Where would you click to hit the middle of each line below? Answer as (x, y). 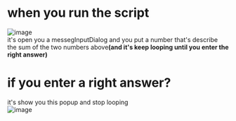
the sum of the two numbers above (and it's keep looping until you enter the (118, 47)
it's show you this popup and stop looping (68, 102)
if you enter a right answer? (89, 83)
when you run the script (78, 13)
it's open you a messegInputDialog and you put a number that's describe (113, 39)
